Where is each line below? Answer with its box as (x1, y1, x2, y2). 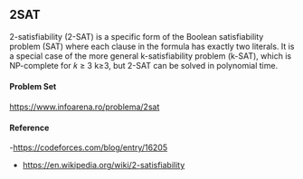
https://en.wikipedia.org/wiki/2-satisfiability (22, 160, 185, 171)
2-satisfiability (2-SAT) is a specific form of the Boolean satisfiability (9, 31, 264, 42)
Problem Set (9, 81, 57, 92)
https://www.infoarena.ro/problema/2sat (9, 101, 160, 112)
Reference (9, 122, 50, 133)
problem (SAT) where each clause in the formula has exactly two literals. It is (9, 41, 295, 52)
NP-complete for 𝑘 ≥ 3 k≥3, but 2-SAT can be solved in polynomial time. (9, 60, 279, 71)
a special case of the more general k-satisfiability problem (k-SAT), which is (9, 50, 292, 61)
